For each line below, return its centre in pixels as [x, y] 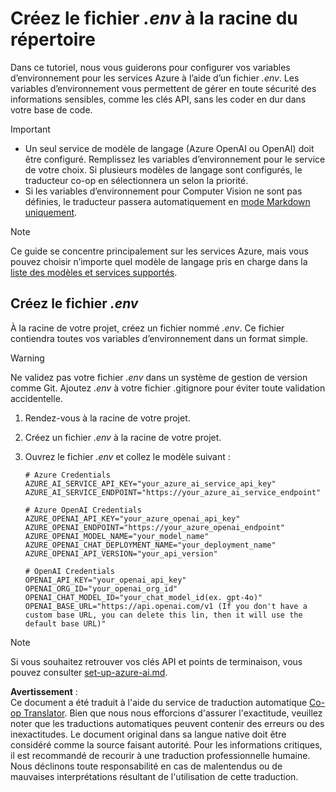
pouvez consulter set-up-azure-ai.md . [89, 672]
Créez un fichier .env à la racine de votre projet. [123, 437]
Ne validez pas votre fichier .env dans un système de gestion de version [159, 377]
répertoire [53, 39]
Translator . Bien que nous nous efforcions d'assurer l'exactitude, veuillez [173, 713]
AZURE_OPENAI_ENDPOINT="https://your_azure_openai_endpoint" [155, 527]
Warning [27, 358]
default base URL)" [65, 623]
